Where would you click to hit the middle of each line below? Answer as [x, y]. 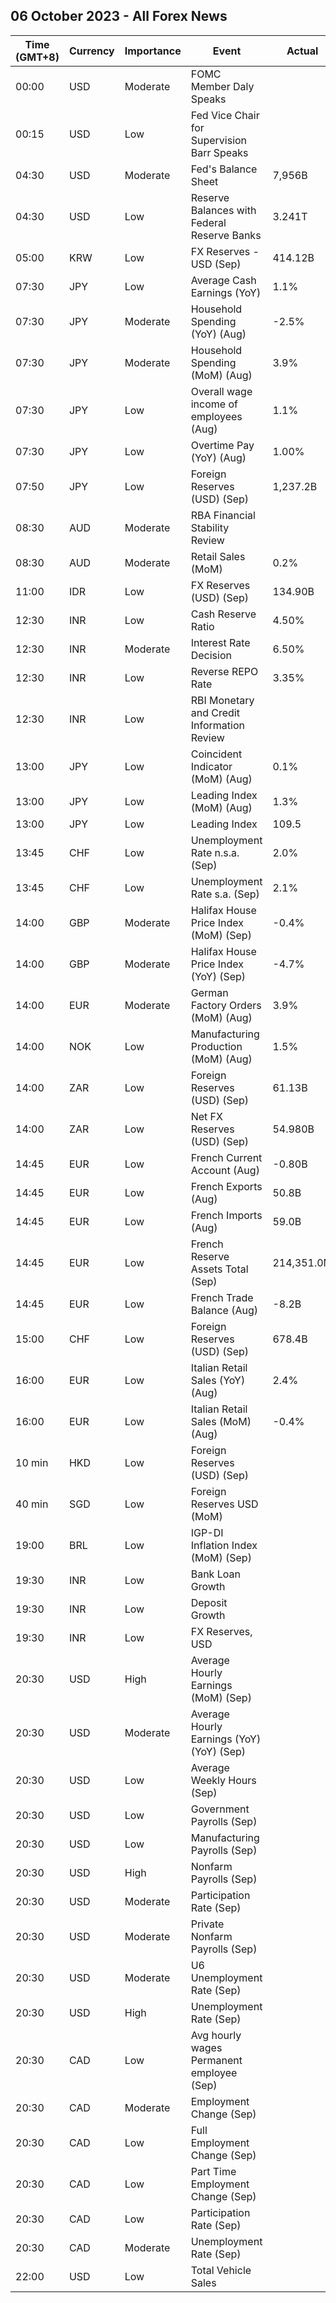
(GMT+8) [37, 57]
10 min [32, 1462]
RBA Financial [223, 515]
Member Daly [222, 86]
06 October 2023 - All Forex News [119, 16]
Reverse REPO [224, 671]
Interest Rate [220, 642]
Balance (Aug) [224, 1310]
